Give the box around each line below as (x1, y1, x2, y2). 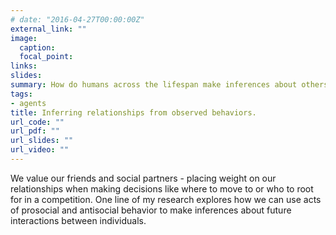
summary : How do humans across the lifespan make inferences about (10, 80, 298, 90)
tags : (10, 89, 33, 99)
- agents (10, 98, 47, 108)
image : (10, 33, 38, 43)
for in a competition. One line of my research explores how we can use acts (10, 193, 322, 205)
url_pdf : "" (10, 126, 60, 136)
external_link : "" (10, 24, 87, 34)
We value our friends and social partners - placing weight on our (10, 172, 277, 184)
